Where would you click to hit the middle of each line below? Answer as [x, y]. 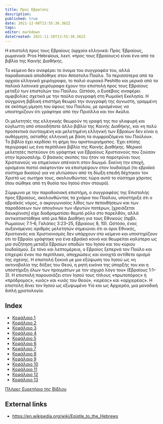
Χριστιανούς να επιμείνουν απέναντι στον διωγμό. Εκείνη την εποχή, [75, 162]
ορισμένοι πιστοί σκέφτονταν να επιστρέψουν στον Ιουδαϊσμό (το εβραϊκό [80, 167]
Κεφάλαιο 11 [24, 369]
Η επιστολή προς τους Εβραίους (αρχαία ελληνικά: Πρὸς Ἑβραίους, [74, 50]
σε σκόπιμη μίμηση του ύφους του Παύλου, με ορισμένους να [67, 106]
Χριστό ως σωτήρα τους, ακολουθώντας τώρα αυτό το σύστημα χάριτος [79, 177]
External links [26, 404]
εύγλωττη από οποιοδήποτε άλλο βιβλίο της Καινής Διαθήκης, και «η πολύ [81, 126]
